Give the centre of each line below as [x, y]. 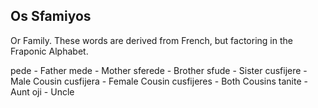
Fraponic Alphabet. [49, 51]
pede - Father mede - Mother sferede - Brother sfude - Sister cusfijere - [159, 70]
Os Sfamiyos [51, 16]
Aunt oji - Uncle [42, 91]
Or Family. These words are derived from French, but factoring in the [151, 40]
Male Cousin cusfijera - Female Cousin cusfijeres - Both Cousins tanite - [159, 81]
